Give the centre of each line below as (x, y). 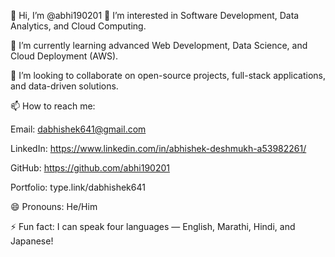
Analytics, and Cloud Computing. (78, 26)
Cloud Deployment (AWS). (64, 56)
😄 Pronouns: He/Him (54, 206)
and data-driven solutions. (64, 86)
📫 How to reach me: (53, 106)
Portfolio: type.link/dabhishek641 (78, 187)
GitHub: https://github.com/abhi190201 (90, 168)
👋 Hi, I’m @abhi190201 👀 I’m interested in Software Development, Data (155, 15)
